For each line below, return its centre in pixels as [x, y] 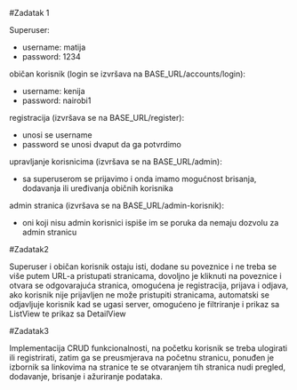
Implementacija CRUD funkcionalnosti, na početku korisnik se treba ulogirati [148, 348]
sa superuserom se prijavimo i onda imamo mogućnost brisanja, [139, 179]
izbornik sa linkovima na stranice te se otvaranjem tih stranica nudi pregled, [148, 367]
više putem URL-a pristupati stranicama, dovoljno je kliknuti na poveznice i [145, 276]
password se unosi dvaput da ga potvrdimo [102, 144]
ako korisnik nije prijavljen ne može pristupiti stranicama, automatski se [139, 295]
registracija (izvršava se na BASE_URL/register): [97, 118]
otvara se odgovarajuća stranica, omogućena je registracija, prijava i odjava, [149, 285]
